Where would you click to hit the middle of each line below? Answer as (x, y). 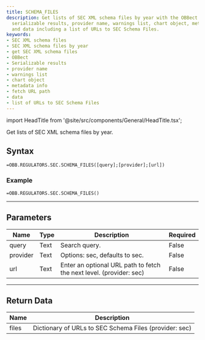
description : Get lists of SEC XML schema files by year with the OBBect (102, 18)
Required (182, 234)
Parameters (29, 218)
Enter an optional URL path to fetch (110, 265)
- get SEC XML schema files (42, 52)
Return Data (30, 301)
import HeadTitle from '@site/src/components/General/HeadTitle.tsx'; (94, 120)
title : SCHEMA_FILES (33, 12)
